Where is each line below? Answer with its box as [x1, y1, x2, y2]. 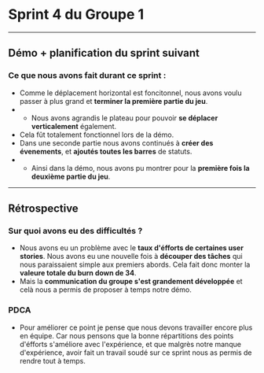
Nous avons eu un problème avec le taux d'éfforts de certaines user [19, 243, 244, 253]
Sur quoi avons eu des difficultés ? [8, 225, 143, 236]
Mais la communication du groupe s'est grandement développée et [19, 277, 243, 286]
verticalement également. [31, 121, 116, 131]
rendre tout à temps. [19, 356, 86, 365]
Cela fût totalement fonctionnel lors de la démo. [19, 130, 174, 139]
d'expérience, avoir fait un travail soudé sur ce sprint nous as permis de [19, 348, 252, 357]
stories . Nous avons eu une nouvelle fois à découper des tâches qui [19, 252, 243, 261]
